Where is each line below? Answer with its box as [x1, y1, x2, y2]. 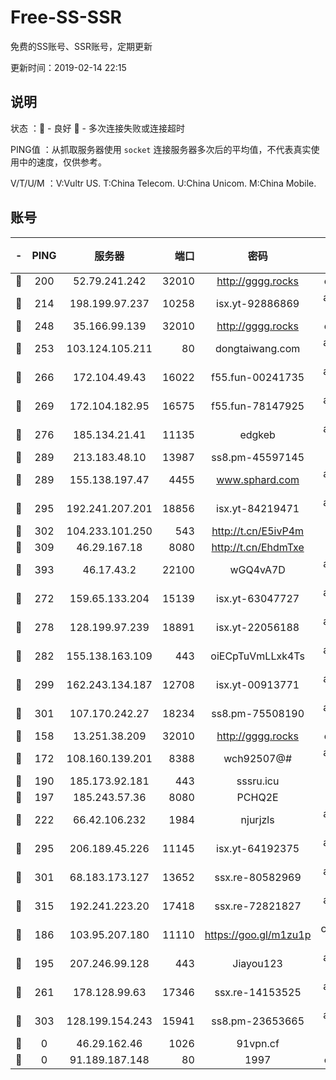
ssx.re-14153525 [214, 985, 302, 999]
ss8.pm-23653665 [211, 1014, 305, 1028]
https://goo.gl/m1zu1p [204, 927, 312, 941]
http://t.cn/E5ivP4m [211, 524, 305, 538]
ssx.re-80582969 [214, 870, 302, 884]
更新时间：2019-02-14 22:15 [10, 61, 127, 73]
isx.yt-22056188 [216, 620, 300, 634]
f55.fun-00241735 [211, 370, 305, 384]
